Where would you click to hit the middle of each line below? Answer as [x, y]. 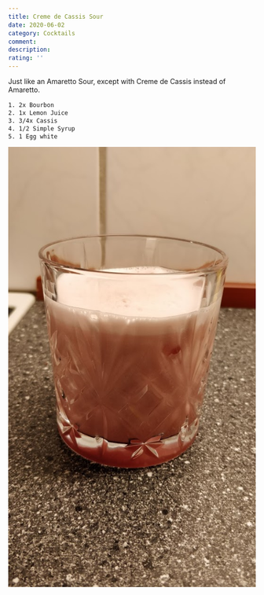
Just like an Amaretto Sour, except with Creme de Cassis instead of [117, 81]
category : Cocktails [42, 33]
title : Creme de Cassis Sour [56, 17]
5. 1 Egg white [33, 137]
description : [29, 50]
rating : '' [26, 58]
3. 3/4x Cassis [33, 121]
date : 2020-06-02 [37, 25]
